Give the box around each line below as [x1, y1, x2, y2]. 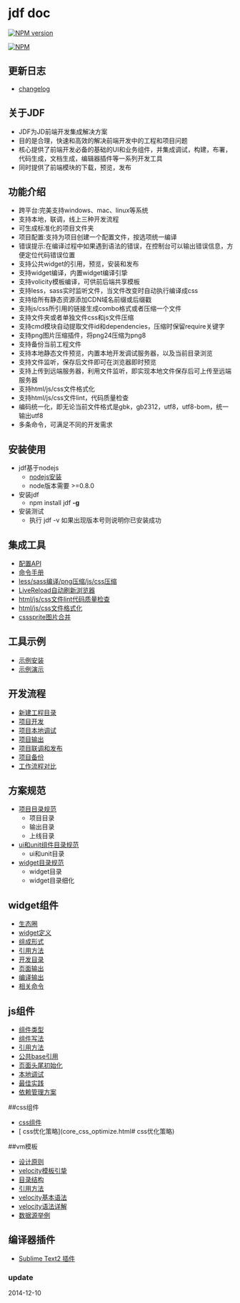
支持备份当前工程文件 [18, 340, 81, 349]
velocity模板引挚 [18, 1167, 67, 1175]
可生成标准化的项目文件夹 [18, 224, 94, 233]
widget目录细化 [29, 877, 75, 885]
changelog [18, 84, 51, 93]
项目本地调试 [18, 726, 56, 734]
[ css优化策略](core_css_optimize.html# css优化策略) [18, 1127, 175, 1136]
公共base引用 [18, 1052, 59, 1061]
